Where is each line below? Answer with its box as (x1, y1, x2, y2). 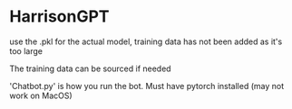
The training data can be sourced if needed (9, 63, 171, 74)
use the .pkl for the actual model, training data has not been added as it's (9, 36, 283, 47)
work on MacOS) (9, 90, 73, 101)
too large (9, 45, 44, 56)
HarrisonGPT (9, 6, 111, 27)
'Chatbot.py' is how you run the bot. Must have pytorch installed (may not (9, 80, 285, 91)
